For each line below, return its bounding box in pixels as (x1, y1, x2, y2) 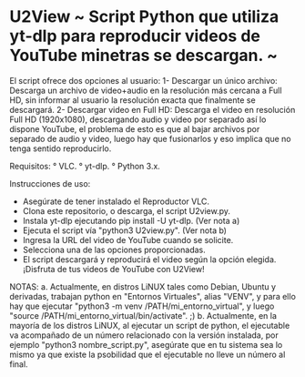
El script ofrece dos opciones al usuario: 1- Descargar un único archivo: (9, 75, 278, 86)
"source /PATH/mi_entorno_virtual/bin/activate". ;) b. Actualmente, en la (9, 310, 278, 321)
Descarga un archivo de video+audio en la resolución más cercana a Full (9, 85, 282, 96)
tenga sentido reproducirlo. (9, 143, 112, 154)
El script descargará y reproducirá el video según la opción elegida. (22, 253, 277, 265)
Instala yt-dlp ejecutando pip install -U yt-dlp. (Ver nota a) (22, 215, 240, 226)
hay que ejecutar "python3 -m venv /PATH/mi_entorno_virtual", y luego (9, 301, 275, 311)
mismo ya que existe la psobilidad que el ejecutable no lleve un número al (9, 349, 286, 360)
